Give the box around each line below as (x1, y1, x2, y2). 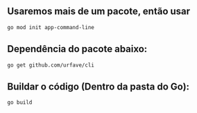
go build (7, 99, 33, 106)
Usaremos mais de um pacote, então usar (7, 6, 191, 17)
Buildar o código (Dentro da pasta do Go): (7, 80, 189, 92)
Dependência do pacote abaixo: (7, 43, 148, 55)
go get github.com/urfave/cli (7, 62, 95, 69)
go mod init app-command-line (7, 24, 95, 31)
